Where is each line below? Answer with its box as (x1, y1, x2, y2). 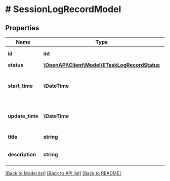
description (8, 151, 36, 158)
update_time (8, 112, 39, 119)
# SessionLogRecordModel (5, 4, 121, 15)
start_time (8, 82, 33, 89)
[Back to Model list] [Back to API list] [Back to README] (5, 170, 121, 176)
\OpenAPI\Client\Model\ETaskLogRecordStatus (43, 62, 160, 69)
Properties (5, 24, 39, 32)
